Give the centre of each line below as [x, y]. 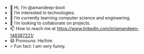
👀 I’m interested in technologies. [42, 13]
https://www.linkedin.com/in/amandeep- [98, 28]
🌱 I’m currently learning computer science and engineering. [70, 18]
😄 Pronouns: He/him [31, 41]
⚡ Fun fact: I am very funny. [38, 46]
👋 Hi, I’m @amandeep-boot [37, 8]
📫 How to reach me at [33, 28]
